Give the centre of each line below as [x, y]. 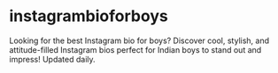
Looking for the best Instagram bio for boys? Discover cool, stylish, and [139, 40]
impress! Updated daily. [52, 59]
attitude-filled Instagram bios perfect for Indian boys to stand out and [135, 49]
